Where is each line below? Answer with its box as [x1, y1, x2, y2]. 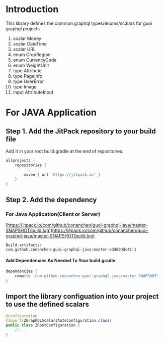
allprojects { [6, 158, 36, 163]
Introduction [6, 4, 59, 15]
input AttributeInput [13, 89, 54, 95]
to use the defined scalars [6, 300, 90, 309]
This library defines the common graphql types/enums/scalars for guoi [6, 20, 152, 26]
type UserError [13, 78, 44, 84]
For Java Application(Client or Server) [6, 211, 101, 218]
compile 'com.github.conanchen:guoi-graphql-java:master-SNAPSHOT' [15, 273, 159, 278]
